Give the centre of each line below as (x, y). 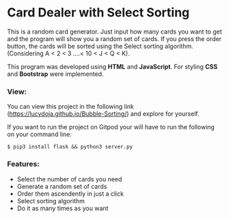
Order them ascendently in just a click (70, 194)
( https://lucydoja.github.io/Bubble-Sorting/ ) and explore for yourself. (103, 114)
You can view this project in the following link (71, 107)
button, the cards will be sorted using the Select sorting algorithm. (100, 46)
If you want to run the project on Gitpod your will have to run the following (111, 127)
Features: (23, 164)
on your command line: (39, 134)
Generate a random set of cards (62, 186)
